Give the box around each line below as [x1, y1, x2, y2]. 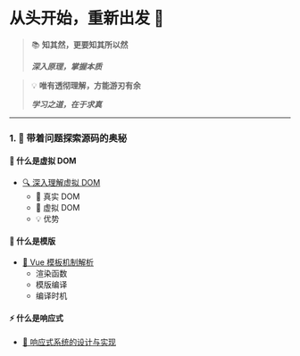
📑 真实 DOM [35, 191, 80, 202]
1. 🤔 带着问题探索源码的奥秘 [9, 131, 128, 144]
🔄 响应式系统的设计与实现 [21, 336, 116, 348]
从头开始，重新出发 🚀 [9, 8, 165, 29]
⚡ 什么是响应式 [9, 312, 64, 323]
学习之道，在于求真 [30, 99, 103, 110]
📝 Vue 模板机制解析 [21, 257, 94, 268]
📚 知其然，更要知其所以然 [30, 39, 129, 50]
